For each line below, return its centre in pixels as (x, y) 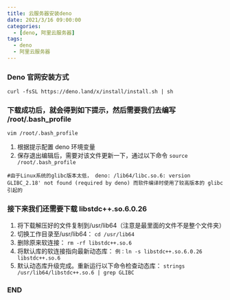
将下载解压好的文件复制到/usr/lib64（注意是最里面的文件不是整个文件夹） (121, 225)
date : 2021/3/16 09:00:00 (44, 20)
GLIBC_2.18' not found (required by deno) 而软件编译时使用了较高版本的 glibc (115, 183)
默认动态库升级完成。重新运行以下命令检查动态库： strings (101, 266)
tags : (15, 39)
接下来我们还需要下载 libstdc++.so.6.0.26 (77, 209)
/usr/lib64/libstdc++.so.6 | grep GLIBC (76, 273)
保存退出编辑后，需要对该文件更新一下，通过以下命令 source (102, 156)
